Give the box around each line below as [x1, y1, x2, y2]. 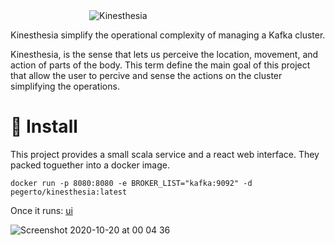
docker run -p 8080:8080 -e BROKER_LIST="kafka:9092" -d [10, 178, 253, 188]
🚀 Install [10, 115, 78, 138]
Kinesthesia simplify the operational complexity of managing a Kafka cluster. [10, 29, 326, 41]
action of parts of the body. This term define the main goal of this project [10, 59, 311, 71]
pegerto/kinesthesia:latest [10, 187, 128, 197]
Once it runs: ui [10, 204, 73, 216]
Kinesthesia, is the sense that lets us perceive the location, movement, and [10, 49, 319, 60]
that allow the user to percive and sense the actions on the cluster [10, 70, 283, 81]
